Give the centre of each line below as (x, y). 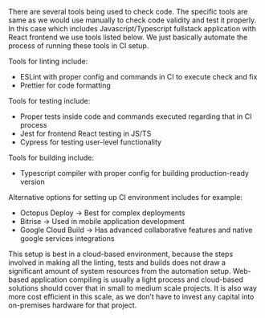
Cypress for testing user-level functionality (91, 142)
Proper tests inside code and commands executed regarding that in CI (136, 116)
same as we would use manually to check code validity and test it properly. (132, 20)
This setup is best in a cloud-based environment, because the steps (121, 254)
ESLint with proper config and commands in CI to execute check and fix (139, 77)
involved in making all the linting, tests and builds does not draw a (117, 263)
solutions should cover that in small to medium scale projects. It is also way (132, 288)
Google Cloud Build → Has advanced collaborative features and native (136, 230)
